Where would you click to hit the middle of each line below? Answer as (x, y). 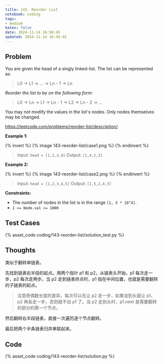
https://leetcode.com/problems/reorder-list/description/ (61, 126)
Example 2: (17, 164)
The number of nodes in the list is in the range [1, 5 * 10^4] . (74, 202)
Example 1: (16, 136)
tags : (11, 19)
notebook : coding (23, 14)
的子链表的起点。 (22, 285)
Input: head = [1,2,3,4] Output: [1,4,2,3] (60, 155)
